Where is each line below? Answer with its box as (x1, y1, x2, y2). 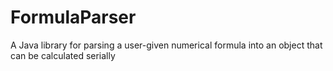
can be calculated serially (10, 49, 116, 61)
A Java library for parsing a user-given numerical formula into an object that (10, 39, 323, 51)
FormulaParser (10, 6, 137, 29)
